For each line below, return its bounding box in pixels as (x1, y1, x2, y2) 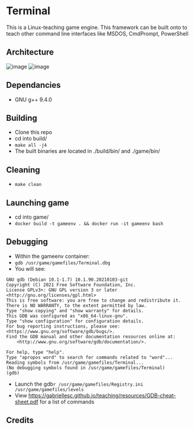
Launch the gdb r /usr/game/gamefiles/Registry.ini (14, 380, 144, 388)
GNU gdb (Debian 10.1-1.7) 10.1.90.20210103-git (6, 277, 128, 283)
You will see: (14, 265, 46, 272)
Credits (6, 415, 34, 425)
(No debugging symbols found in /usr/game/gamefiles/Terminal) (6, 364, 166, 371)
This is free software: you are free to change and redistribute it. (6, 297, 182, 303)
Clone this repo (14, 129, 52, 136)
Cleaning (6, 165, 40, 175)
